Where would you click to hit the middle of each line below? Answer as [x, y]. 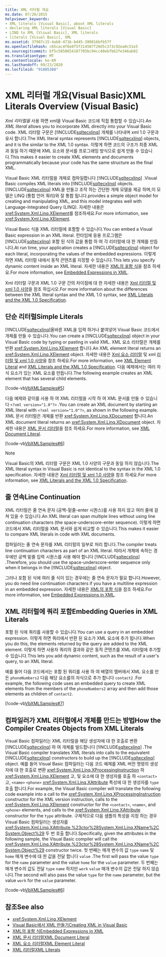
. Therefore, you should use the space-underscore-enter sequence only [78, 562]
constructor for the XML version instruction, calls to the [61, 800]
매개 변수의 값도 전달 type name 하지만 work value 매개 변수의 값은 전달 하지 [78, 869]
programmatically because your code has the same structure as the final [79, 162]
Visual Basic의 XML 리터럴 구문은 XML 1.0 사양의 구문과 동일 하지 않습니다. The [82, 463]
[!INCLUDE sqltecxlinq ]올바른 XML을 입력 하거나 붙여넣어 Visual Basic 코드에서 [82, 329]
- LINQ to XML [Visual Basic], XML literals [52, 33]
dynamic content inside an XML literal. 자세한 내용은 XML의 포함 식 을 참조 [78, 266]
